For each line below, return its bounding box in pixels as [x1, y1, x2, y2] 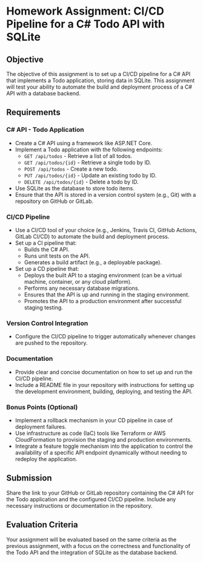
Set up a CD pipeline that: [15, 265, 79, 272]
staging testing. [24, 304, 64, 311]
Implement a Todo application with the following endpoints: [15, 146, 163, 153]
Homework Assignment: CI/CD [6, 4, 165, 18]
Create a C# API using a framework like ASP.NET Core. [15, 139, 153, 146]
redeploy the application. [15, 455, 78, 462]
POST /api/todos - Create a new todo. [24, 165, 118, 173]
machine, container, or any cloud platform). [24, 278, 132, 285]
